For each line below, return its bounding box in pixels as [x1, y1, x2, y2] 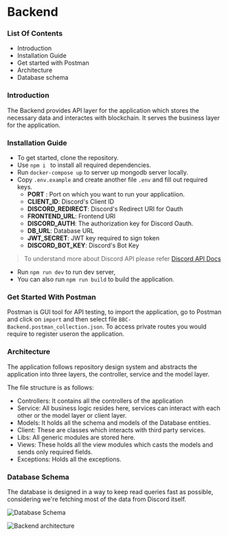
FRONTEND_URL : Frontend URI [27, 212, 116, 221]
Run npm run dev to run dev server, [16, 268, 116, 276]
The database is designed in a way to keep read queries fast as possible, [7, 487, 214, 495]
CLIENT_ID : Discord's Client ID [27, 197, 115, 206]
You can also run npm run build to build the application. [16, 276, 175, 284]
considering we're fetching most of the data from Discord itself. [7, 495, 187, 503]
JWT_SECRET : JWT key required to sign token [27, 234, 160, 243]
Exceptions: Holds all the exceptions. [16, 455, 122, 463]
